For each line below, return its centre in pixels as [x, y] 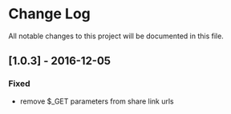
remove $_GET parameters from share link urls [97, 101]
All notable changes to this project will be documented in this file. [116, 36]
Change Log [49, 14]
